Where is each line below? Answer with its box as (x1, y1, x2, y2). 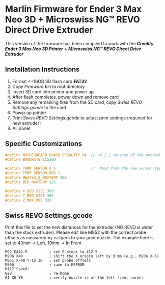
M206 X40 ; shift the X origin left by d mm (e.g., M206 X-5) (5, 254, 160, 259)
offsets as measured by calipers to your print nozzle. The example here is (5, 235, 154, 241)
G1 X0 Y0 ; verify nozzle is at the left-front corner (5, 275, 144, 281)
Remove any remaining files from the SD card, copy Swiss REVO (12, 99, 142, 105)
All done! (12, 125, 30, 131)
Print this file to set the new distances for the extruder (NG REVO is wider (5, 225, 153, 230)
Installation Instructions (5, 65, 80, 74)
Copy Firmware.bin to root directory (12, 84, 85, 89)
